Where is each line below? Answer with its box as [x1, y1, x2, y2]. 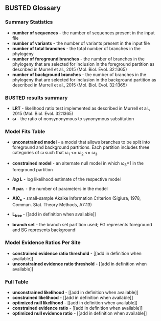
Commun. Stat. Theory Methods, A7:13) [12, 201, 92, 208]
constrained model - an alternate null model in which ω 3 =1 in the [12, 160, 144, 167]
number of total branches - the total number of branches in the [12, 45, 141, 51]
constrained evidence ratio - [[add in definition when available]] [12, 305, 143, 311]
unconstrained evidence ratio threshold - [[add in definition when [12, 261, 147, 267]
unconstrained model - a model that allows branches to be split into [12, 139, 150, 145]
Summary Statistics [5, 19, 53, 26]
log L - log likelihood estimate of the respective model [12, 176, 121, 182]
